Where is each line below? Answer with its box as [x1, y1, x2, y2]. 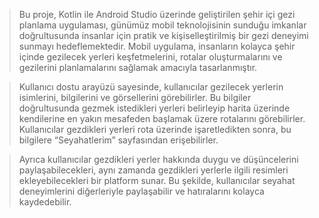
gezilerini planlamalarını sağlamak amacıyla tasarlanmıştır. [18, 62, 258, 73]
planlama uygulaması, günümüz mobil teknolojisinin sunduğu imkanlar [18, 19, 307, 31]
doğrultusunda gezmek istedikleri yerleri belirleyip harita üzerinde [18, 102, 291, 114]
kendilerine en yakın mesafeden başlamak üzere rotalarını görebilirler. [18, 113, 306, 124]
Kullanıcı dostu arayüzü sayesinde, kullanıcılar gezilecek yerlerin [18, 81, 284, 93]
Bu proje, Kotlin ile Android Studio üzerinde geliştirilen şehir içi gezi [18, 9, 296, 20]
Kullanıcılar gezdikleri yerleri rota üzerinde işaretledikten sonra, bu [18, 124, 292, 135]
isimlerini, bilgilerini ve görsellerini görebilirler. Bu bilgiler [18, 92, 252, 103]
